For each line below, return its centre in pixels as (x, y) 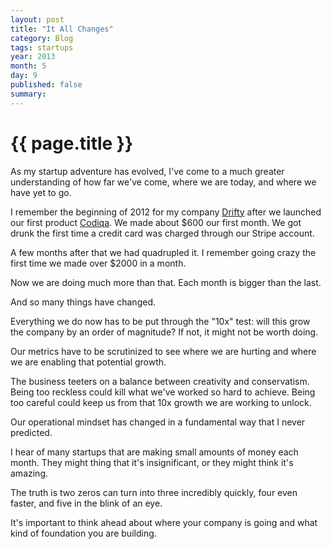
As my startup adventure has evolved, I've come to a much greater (147, 171)
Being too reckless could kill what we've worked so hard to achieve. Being (163, 392)
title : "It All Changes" (62, 29)
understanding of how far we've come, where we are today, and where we (163, 182)
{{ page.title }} (72, 143)
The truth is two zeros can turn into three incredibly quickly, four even (154, 492)
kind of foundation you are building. (83, 533)
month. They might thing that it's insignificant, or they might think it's (152, 462)
